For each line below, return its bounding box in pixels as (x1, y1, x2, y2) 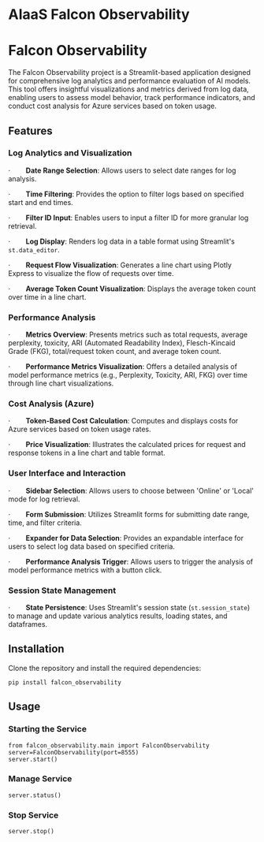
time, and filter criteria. (8, 518, 83, 527)
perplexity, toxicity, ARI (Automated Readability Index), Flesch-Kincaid (8, 338, 236, 348)
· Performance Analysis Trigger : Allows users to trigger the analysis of (8, 557, 254, 566)
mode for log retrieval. (8, 494, 80, 504)
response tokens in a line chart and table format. (8, 448, 165, 458)
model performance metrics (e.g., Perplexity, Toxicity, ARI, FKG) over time (8, 371, 248, 380)
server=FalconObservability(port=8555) (8, 748, 139, 756)
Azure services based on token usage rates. (8, 424, 151, 434)
